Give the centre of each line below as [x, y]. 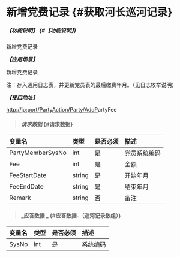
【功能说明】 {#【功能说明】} [41, 30]
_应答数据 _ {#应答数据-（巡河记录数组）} [71, 215]
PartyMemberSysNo [38, 153]
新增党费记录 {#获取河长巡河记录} [89, 12]
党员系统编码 [142, 153]
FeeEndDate [26, 187]
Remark [20, 198]
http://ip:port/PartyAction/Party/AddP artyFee [61, 110]
